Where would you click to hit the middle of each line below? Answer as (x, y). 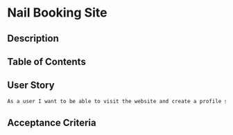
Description (33, 38)
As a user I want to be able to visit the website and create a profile (114, 101)
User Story (31, 85)
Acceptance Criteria (52, 123)
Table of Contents (47, 61)
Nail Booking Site (57, 13)
